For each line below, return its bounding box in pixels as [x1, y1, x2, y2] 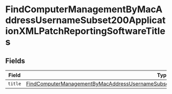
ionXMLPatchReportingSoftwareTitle [5, 26, 165, 37]
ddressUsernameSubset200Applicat [5, 14, 166, 26]
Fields [5, 56, 26, 65]
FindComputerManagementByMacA [5, 4, 163, 15]
